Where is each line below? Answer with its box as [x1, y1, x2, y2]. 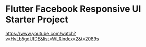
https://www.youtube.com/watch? [5, 30, 76, 36]
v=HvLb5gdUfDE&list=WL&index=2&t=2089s [5, 36, 99, 42]
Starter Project [5, 14, 68, 25]
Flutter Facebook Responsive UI [5, 3, 141, 15]
